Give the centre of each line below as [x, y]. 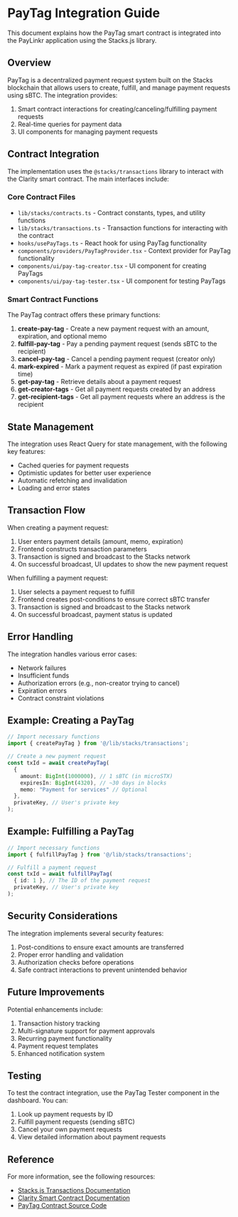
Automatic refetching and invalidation [72, 480]
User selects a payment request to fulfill [76, 591]
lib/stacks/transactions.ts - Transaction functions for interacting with [123, 228]
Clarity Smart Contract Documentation [74, 1198]
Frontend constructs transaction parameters [82, 549]
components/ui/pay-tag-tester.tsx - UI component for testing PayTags [121, 281]
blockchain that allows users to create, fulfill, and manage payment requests [119, 88]
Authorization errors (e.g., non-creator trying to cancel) [98, 683]
